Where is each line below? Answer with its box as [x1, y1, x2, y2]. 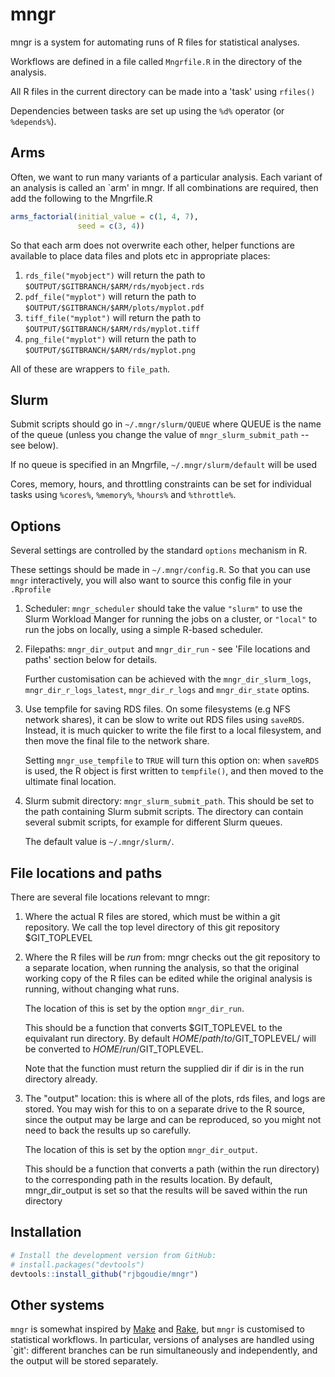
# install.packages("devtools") [10, 1259, 145, 1270]
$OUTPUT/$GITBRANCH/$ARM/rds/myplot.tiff [24, 324, 200, 334]
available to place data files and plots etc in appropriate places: [10, 249, 271, 262]
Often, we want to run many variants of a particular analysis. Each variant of [10, 171, 323, 183]
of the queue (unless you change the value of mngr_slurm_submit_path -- [10, 429, 310, 441]
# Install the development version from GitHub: [10, 1250, 217, 1260]
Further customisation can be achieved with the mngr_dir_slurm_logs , [24, 673, 312, 685]
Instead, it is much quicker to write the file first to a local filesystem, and [24, 724, 322, 737]
